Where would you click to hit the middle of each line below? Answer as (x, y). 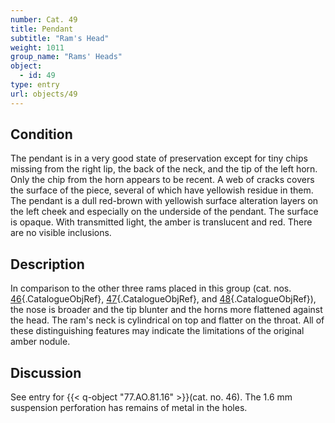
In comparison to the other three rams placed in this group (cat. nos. (151, 288)
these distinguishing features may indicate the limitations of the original (157, 331)
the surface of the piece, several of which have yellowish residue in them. (162, 190)
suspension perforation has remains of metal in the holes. (129, 408)
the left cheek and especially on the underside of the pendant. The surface (164, 212)
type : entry (35, 85)
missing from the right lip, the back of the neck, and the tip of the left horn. (164, 169)
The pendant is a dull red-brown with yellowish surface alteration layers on (164, 201)
